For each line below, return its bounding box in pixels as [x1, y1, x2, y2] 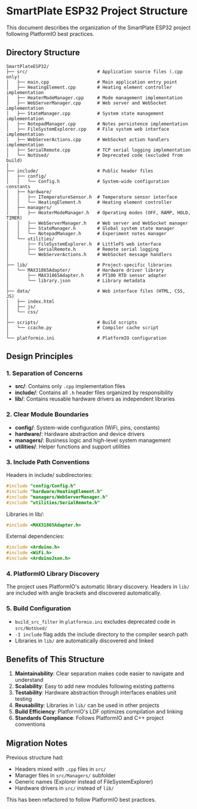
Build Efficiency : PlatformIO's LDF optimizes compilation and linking [14, 708, 183, 715]
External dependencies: [6, 533, 64, 540]
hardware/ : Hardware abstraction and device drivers [14, 430, 145, 437]
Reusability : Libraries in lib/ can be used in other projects [14, 702, 160, 709]
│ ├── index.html [6, 299, 55, 304]
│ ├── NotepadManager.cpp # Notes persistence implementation [6, 121, 188, 127]
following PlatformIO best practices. [6, 30, 94, 37]
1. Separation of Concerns [6, 369, 84, 377]
